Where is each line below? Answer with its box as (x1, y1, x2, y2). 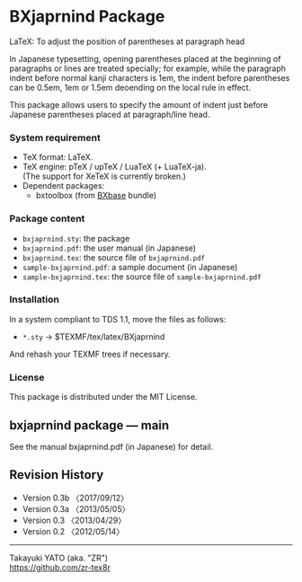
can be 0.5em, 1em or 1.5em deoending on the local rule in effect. (9, 82, 252, 93)
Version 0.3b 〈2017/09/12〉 (22, 492, 129, 503)
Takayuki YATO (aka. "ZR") (9, 552, 109, 563)
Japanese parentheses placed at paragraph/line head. (9, 109, 210, 119)
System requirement (9, 131, 101, 144)
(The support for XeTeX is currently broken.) (22, 171, 187, 181)
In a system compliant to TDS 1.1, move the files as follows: (9, 313, 226, 324)
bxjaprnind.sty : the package (22, 233, 130, 243)
